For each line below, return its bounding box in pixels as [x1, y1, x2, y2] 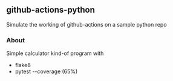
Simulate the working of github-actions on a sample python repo [6, 21, 168, 28]
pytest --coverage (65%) [15, 68, 78, 75]
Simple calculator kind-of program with [6, 50, 104, 57]
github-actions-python [6, 5, 96, 15]
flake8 [15, 62, 31, 69]
